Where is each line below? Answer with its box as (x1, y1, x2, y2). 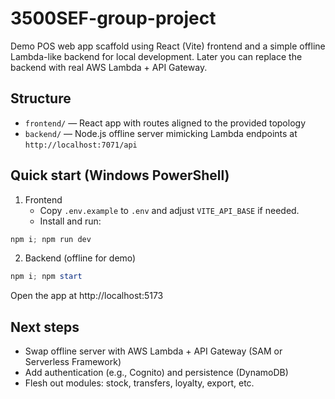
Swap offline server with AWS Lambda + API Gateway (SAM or (24, 345, 283, 357)
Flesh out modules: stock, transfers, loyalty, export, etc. (24, 377, 255, 389)
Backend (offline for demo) (24, 252, 137, 264)
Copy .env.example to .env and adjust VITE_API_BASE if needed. (39, 204, 300, 216)
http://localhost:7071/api (24, 140, 138, 150)
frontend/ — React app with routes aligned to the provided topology (24, 117, 307, 129)
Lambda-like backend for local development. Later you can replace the (10, 50, 303, 62)
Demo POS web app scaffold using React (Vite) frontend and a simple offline (10, 40, 326, 52)
